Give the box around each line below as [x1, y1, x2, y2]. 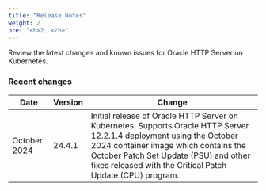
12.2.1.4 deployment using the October [90, 130, 239, 141]
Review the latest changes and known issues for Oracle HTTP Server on [8, 48, 244, 58]
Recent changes [8, 76, 73, 87]
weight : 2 [8, 19, 41, 27]
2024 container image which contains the [90, 139, 247, 151]
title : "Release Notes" [8, 11, 87, 20]
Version [52, 97, 83, 108]
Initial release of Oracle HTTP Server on [90, 110, 239, 121]
